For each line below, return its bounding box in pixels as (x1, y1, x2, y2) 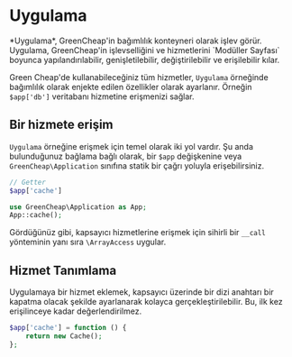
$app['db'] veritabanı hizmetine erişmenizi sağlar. (9, 91, 195, 102)
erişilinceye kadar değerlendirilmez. (9, 306, 142, 316)
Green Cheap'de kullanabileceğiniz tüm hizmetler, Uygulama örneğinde (9, 71, 269, 82)
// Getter (9, 178, 47, 187)
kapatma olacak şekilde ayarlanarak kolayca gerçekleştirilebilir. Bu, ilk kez (9, 297, 283, 307)
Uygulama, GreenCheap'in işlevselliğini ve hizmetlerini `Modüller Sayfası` (9, 44, 280, 55)
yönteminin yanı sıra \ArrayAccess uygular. (9, 236, 167, 248)
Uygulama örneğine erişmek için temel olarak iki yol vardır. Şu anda (9, 141, 254, 151)
